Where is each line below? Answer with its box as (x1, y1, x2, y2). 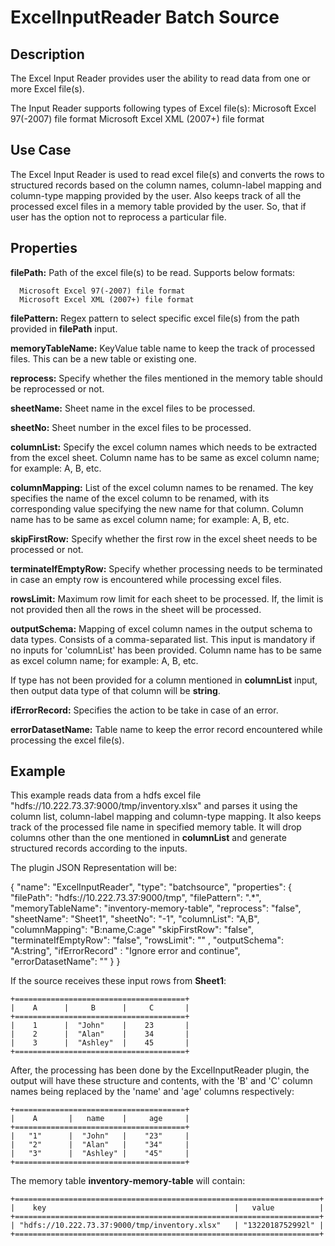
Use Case (10, 142, 72, 159)
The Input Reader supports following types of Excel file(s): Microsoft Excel (10, 102, 317, 114)
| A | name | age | (10, 1114, 190, 1124)
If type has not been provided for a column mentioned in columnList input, (10, 674, 318, 686)
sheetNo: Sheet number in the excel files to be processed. (10, 421, 252, 433)
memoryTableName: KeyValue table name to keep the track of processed (10, 342, 316, 354)
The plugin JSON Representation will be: (10, 862, 177, 874)
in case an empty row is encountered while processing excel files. (10, 573, 282, 585)
